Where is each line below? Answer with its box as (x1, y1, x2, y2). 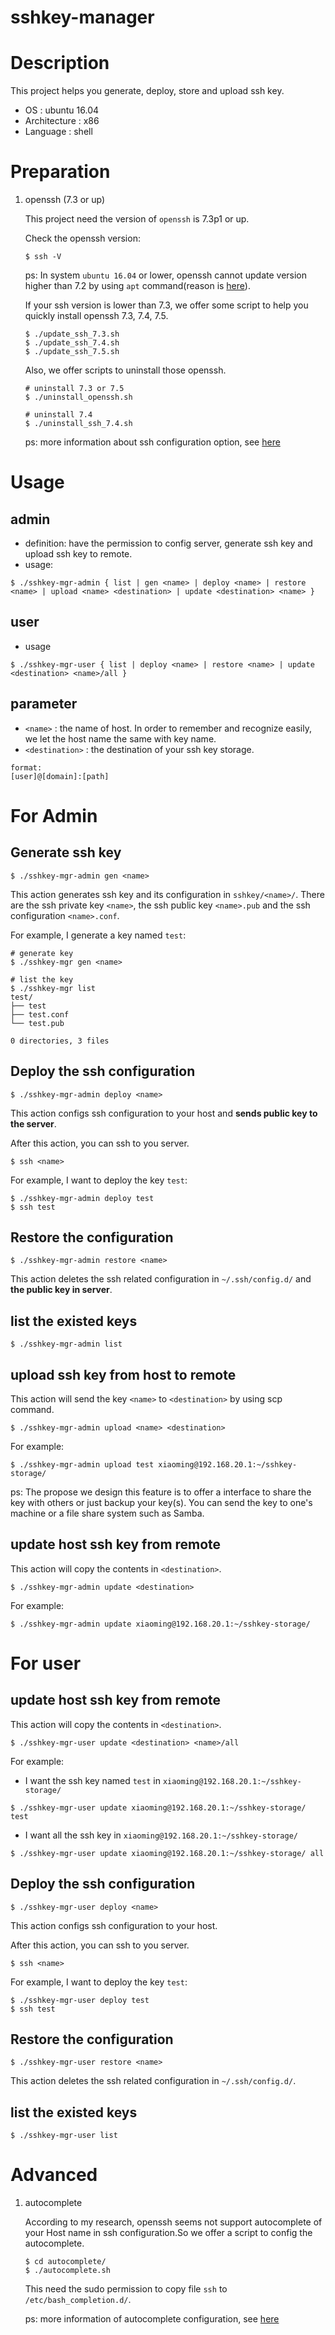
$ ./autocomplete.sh (24, 2266, 111, 2276)
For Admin (10, 804, 98, 827)
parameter (10, 696, 78, 713)
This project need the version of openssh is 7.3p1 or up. (24, 213, 250, 225)
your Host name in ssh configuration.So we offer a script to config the (24, 2227, 313, 2239)
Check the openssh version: (24, 232, 141, 245)
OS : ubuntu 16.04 (24, 104, 100, 116)
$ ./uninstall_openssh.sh (24, 392, 133, 403)
